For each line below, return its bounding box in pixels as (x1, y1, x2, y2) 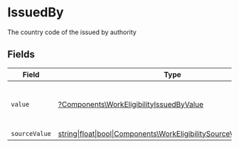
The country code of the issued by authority (7, 28, 137, 36)
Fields (7, 48, 36, 60)
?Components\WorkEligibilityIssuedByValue (58, 99, 204, 109)
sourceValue (11, 129, 52, 137)
